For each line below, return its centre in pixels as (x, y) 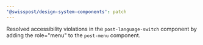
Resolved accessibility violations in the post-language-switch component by (101, 29)
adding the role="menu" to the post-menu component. (73, 35)
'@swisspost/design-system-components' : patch (66, 12)
